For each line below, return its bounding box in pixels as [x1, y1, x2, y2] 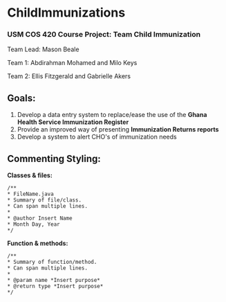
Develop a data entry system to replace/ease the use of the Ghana [17, 111, 207, 119]
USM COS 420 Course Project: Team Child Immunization [7, 30, 201, 39]
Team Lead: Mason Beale [7, 45, 79, 53]
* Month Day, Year [7, 221, 60, 228]
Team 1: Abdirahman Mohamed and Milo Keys [7, 59, 138, 67]
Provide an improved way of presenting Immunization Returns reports [17, 125, 219, 134]
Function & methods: [7, 239, 68, 247]
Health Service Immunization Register [17, 118, 129, 126]
